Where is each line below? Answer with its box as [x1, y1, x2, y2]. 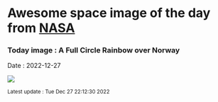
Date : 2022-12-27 [7, 62, 62, 70]
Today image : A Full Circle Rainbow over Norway [7, 45, 180, 55]
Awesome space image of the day [7, 5, 211, 21]
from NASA [7, 20, 75, 36]
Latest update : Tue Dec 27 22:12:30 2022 [7, 89, 110, 96]
